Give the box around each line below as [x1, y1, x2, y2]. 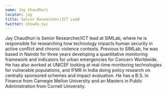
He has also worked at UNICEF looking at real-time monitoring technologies [5, 62, 162, 68]
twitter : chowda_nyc [5, 21, 49, 27]
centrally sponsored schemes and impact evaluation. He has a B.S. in [5, 72, 149, 78]
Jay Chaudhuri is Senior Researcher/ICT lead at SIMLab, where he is [5, 35, 147, 41]
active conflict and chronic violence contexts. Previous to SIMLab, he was [5, 46, 158, 52]
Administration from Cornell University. [5, 83, 86, 89]
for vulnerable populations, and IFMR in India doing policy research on [5, 67, 151, 73]
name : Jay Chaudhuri [5, 7, 49, 13]
